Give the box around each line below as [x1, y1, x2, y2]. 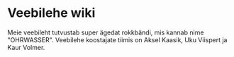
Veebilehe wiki [7, 5, 96, 21]
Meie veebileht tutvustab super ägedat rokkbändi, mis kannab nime [7, 28, 204, 37]
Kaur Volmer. [7, 43, 45, 51]
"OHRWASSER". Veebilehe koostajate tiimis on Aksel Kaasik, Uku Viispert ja [7, 35, 228, 44]
